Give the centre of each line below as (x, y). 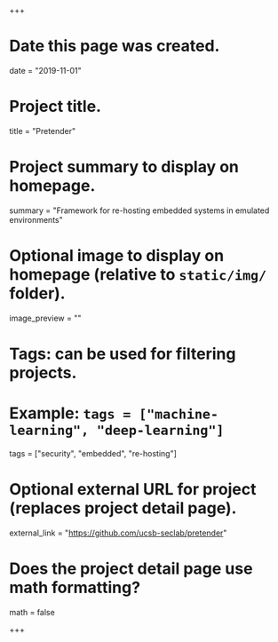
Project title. (56, 107)
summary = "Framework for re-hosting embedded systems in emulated (139, 210)
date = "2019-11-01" (45, 70)
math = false (32, 612)
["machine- (179, 414)
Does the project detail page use (131, 568)
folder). (37, 293)
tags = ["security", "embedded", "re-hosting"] (93, 453)
